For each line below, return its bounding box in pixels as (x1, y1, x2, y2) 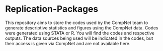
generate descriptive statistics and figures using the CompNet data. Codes (5, 25, 159, 30)
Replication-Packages (5, 3, 98, 15)
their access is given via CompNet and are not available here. (5, 40, 131, 46)
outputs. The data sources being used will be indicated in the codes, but (5, 35, 153, 41)
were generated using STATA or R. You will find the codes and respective (5, 30, 155, 36)
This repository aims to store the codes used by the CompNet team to (5, 20, 148, 25)
